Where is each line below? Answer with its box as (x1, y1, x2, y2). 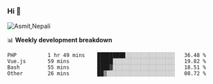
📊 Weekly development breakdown (7, 36, 112, 44)
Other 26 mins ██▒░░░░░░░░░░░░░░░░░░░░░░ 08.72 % (7, 70, 207, 77)
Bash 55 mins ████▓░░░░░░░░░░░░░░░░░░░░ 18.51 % (7, 64, 207, 72)
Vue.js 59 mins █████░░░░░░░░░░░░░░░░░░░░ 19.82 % (7, 58, 207, 65)
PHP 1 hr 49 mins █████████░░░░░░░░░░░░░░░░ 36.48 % (7, 52, 207, 59)
